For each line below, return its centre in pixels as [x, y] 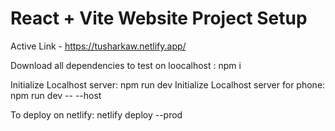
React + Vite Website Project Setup [159, 18]
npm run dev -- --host [56, 95]
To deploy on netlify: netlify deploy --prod [96, 114]
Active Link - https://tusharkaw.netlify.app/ [98, 46]
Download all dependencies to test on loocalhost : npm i [126, 65]
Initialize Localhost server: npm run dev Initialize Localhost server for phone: [168, 84]
